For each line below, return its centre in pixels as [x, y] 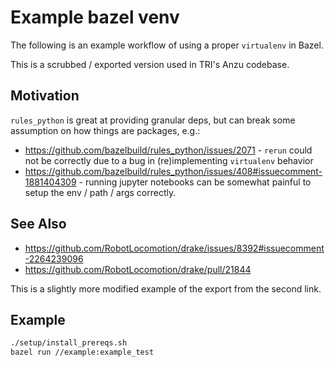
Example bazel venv [95, 17]
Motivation [45, 96]
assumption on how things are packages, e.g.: [105, 130]
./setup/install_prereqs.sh [69, 343]
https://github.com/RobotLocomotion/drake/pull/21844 [138, 269]
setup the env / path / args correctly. [100, 192]
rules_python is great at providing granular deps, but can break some [153, 120]
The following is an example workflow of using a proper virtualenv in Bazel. [167, 45]
